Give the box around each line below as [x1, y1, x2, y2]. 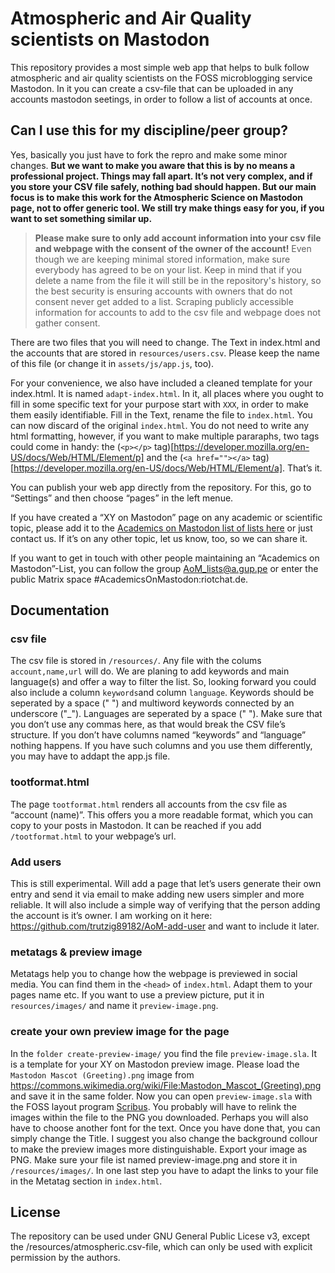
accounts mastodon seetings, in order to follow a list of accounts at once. [10, 93, 313, 105]
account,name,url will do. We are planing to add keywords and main [10, 665, 290, 677]
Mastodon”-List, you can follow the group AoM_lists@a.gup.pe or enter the [10, 562, 319, 574]
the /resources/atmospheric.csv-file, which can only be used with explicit [10, 1241, 313, 1253]
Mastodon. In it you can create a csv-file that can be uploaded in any [10, 82, 294, 94]
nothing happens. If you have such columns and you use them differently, [10, 740, 313, 752]
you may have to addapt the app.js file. [10, 750, 171, 762]
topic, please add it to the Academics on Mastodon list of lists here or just [10, 522, 313, 534]
